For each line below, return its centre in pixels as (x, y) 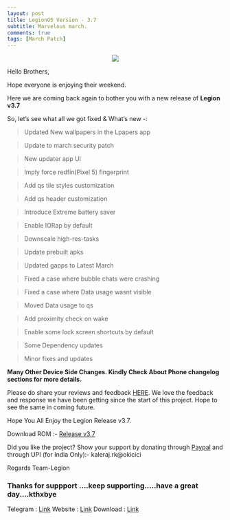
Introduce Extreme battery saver (70, 212)
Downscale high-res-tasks (61, 239)
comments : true (29, 33)
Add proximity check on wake (66, 319)
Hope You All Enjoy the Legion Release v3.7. (69, 421)
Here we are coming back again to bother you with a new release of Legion (114, 98)
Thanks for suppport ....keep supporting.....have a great (103, 486)
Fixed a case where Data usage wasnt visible (88, 292)
